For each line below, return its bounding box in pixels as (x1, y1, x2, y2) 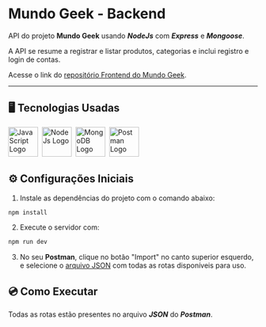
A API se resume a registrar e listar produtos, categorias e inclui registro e (8, 46, 249, 55)
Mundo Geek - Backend (8, 5, 166, 23)
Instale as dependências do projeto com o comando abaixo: (19, 193, 215, 203)
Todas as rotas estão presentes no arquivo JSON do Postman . (8, 310, 213, 319)
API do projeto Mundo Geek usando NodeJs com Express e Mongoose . (8, 31, 245, 40)
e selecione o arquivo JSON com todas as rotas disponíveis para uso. (19, 260, 247, 270)
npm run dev (8, 238, 47, 246)
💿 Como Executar (8, 284, 98, 298)
